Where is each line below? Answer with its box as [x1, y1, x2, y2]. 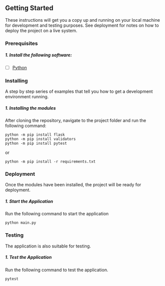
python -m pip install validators [5, 137, 76, 142]
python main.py [5, 220, 36, 225]
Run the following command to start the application [5, 211, 109, 217]
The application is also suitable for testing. [5, 243, 91, 249]
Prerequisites [5, 40, 38, 46]
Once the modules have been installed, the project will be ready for [5, 182, 141, 188]
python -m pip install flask [5, 132, 65, 137]
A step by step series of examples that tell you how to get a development [5, 88, 153, 94]
